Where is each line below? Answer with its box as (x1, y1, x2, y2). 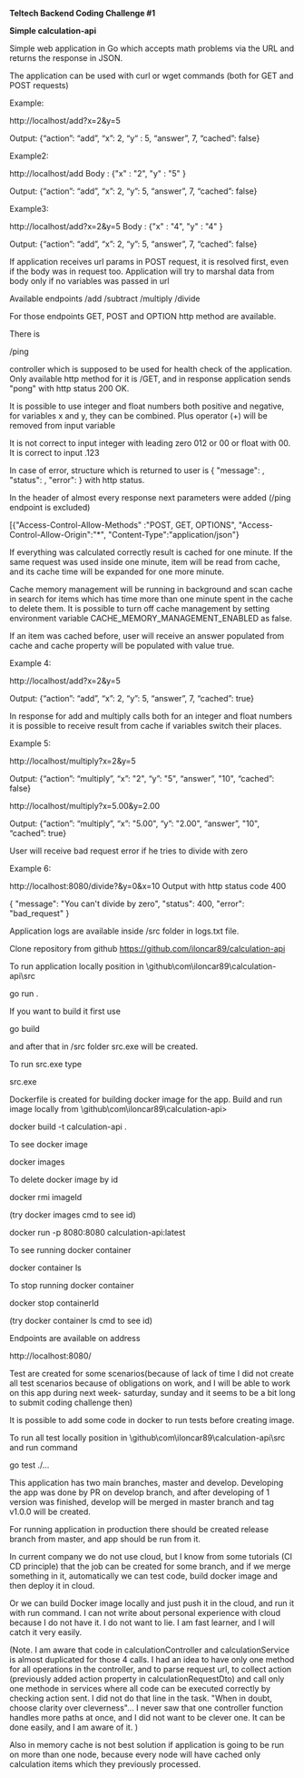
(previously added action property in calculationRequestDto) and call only (9, 1673, 285, 1684)
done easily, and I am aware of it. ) (9, 1722, 139, 1733)
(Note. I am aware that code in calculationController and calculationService (9, 1644, 290, 1655)
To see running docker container (9, 1245, 132, 1255)
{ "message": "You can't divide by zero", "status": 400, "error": (9, 898, 245, 909)
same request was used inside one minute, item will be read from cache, (9, 557, 280, 567)
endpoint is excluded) (9, 502, 91, 512)
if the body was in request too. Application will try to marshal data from (9, 266, 275, 277)
